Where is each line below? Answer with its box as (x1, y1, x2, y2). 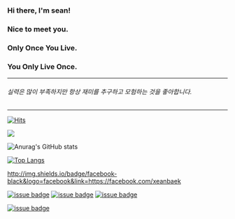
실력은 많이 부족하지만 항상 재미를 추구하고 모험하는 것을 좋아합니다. (7, 87, 192, 96)
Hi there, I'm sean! (7, 6, 71, 15)
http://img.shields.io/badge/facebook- (7, 169, 117, 178)
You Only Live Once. (7, 61, 78, 71)
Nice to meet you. (7, 24, 69, 33)
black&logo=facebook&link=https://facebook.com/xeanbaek (7, 177, 182, 186)
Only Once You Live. (7, 43, 78, 52)
